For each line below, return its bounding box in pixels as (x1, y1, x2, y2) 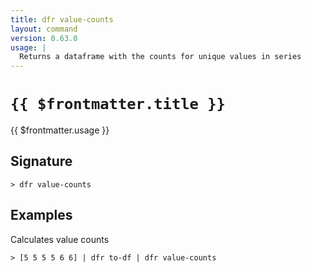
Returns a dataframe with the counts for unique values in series (19, 52, 302, 62)
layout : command (10, 24, 78, 34)
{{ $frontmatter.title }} (10, 95, 226, 114)
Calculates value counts (10, 233, 110, 245)
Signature (10, 153, 73, 170)
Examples (10, 207, 73, 224)
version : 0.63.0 (10, 33, 78, 43)
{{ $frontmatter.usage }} (10, 124, 110, 136)
